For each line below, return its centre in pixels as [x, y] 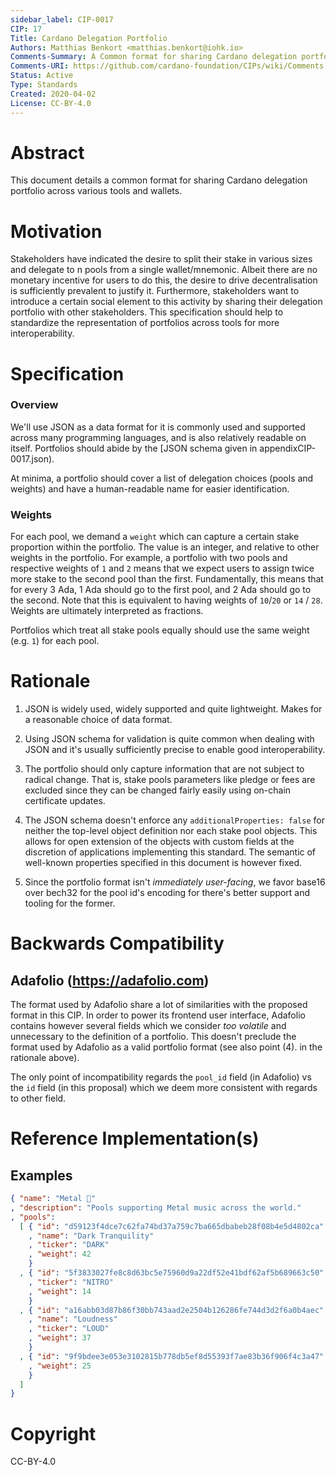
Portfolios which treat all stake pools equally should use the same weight [160, 630]
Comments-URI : [40, 66]
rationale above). [45, 1058]
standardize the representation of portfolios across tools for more [145, 323]
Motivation [56, 231]
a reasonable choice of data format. [98, 720]
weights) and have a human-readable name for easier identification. [150, 488]
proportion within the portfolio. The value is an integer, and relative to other [165, 547]
